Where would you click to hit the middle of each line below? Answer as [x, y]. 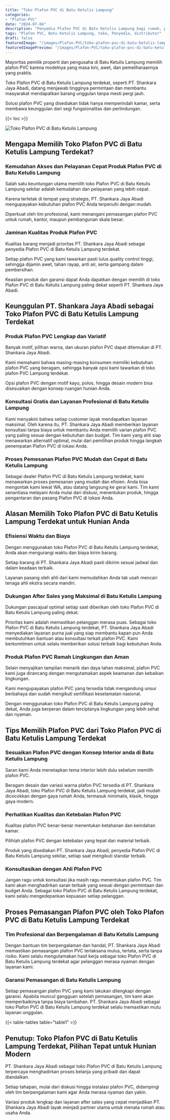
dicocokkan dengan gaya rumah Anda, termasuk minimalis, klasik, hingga [82, 796]
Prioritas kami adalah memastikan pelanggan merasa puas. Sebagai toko [81, 622]
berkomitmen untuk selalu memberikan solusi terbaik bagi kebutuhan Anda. [84, 644]
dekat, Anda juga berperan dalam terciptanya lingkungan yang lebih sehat [82, 709]
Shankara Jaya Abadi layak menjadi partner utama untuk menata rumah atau [85, 1107]
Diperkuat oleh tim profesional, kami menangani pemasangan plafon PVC [81, 214]
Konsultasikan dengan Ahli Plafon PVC [54, 869]
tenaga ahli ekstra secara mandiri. [40, 583]
